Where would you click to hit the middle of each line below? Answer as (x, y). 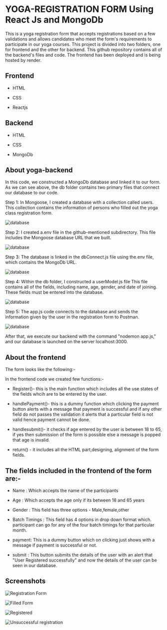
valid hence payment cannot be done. (51, 420)
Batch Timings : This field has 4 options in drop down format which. (82, 520)
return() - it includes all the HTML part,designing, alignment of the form (85, 450)
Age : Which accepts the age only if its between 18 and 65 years (78, 500)
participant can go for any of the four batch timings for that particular (83, 525)
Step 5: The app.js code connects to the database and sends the (72, 312)
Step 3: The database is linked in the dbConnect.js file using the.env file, (80, 257)
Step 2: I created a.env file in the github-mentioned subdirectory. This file (81, 232)
